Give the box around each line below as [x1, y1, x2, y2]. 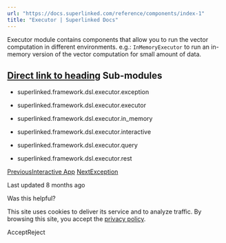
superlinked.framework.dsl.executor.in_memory [17, 115, 153, 123]
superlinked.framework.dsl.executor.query [17, 141, 138, 150]
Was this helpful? [7, 194, 56, 202]
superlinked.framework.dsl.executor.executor [17, 101, 147, 110]
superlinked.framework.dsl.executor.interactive [17, 128, 152, 136]
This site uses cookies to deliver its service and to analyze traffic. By [7, 207, 202, 216]
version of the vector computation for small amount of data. [32, 49, 202, 58]
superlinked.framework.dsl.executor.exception [17, 88, 150, 96]
